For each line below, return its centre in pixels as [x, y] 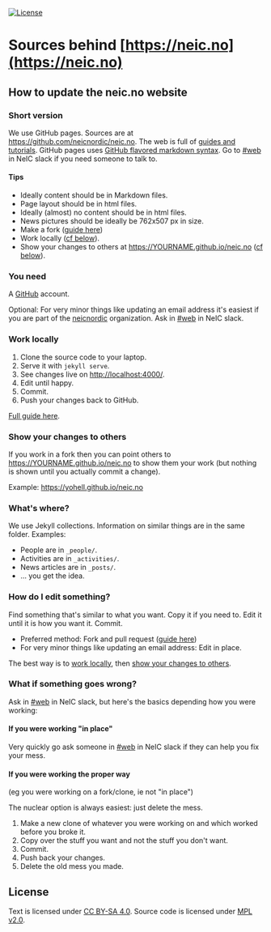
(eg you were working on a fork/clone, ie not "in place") [101, 792]
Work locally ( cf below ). [59, 238]
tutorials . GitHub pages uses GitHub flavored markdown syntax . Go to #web [135, 150]
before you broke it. [53, 832]
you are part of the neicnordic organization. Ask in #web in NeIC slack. [126, 318]
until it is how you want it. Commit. [66, 623]
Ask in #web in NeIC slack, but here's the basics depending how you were [132, 701]
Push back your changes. [62, 858]
